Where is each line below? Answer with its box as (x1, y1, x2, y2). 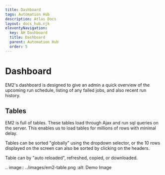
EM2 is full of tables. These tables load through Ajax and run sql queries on (5, 120, 159, 126)
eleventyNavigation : (5, 26, 48, 31)
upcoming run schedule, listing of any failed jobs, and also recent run (5, 87, 147, 93)
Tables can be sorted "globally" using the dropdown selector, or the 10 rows (5, 140, 161, 146)
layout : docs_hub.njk (5, 21, 50, 26)
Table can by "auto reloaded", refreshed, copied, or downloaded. (5, 155, 138, 161)
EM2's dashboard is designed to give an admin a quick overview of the (5, 82, 150, 88)
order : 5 (9, 44, 28, 49)
